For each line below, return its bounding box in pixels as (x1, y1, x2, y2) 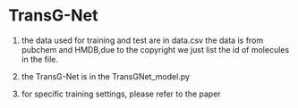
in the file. (21, 54, 59, 64)
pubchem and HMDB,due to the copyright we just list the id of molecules (21, 44, 290, 54)
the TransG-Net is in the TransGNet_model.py (21, 71, 190, 81)
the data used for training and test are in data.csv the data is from (21, 35, 264, 46)
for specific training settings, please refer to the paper (21, 88, 221, 99)
